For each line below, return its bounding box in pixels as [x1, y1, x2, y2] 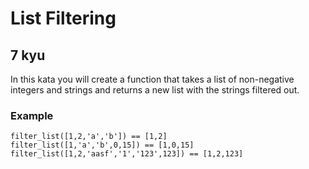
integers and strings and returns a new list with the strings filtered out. [10, 84, 300, 96]
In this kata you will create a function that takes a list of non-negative [10, 73, 295, 85]
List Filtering [10, 7, 117, 30]
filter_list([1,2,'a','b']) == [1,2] [10, 132, 168, 142]
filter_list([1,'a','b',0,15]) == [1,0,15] [10, 140, 195, 151]
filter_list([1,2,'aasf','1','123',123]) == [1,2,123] [10, 149, 244, 159]
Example [10, 108, 54, 122]
